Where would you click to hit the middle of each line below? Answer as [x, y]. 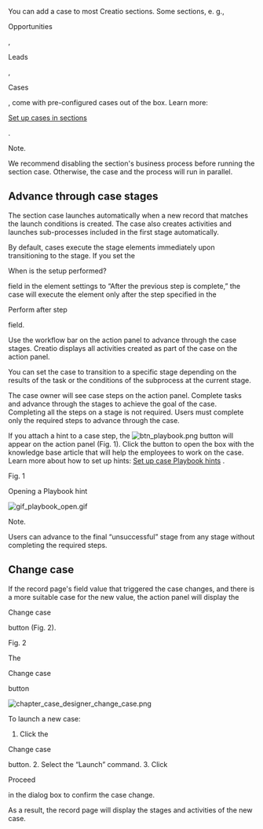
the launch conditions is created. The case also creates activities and [120, 224]
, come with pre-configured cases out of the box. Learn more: [108, 102]
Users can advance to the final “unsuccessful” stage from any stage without [131, 536]
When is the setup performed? [58, 271]
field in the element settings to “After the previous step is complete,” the [124, 286]
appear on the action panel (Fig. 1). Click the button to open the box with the [131, 444]
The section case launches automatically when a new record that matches [128, 215]
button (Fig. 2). [32, 627]
